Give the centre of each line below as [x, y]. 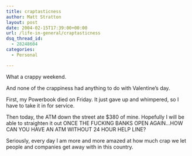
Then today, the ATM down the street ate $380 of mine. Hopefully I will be [95, 117]
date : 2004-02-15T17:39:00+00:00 [47, 28]
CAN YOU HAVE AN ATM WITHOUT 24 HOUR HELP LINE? [76, 129]
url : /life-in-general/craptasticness [53, 33]
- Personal [25, 55]
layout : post [22, 22]
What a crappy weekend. [36, 77]
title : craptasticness [34, 11]
